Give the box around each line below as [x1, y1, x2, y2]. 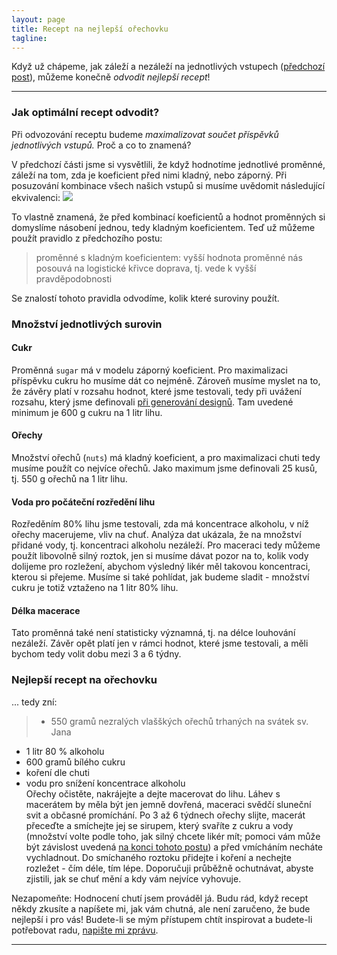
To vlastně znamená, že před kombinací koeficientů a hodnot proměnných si [11, 211, 326, 223]
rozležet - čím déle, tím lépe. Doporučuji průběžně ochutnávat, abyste [25, 862, 314, 874]
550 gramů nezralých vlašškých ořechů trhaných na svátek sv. [50, 715, 309, 727]
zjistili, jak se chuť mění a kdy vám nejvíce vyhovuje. [25, 872, 242, 885]
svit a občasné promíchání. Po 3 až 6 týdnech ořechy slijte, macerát [25, 809, 306, 821]
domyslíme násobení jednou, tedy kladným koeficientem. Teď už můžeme [11, 221, 316, 233]
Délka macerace [11, 604, 81, 616]
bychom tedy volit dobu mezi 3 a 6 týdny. [11, 648, 182, 660]
